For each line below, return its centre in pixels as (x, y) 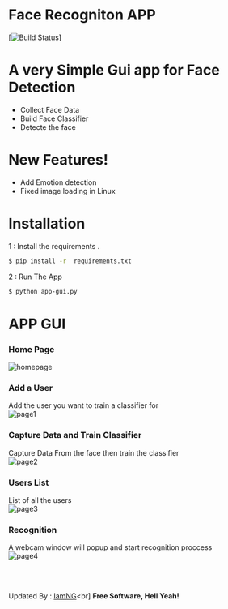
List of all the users (40, 500)
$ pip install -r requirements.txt (70, 261)
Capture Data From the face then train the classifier (94, 452)
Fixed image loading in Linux (68, 191)
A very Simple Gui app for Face (114, 70)
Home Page (32, 349)
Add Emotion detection (58, 182)
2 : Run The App (36, 277)
